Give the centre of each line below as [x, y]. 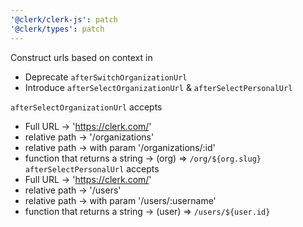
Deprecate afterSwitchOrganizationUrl [106, 77]
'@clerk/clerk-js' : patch [64, 19]
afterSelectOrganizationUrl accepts [86, 107]
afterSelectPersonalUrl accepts [92, 168]
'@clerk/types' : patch [57, 29]
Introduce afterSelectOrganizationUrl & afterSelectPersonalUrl [158, 87]
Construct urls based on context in [81, 57]
